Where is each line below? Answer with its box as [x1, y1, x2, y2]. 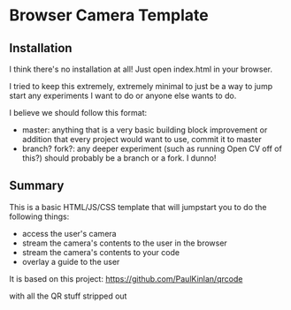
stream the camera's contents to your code [21, 246, 180, 257]
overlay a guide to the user [21, 256, 120, 267]
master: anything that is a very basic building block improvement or [21, 125, 268, 135]
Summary [9, 178, 65, 193]
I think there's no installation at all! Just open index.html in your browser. [9, 64, 272, 74]
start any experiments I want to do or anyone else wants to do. [9, 90, 237, 101]
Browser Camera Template [9, 5, 210, 26]
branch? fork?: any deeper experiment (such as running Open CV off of [21, 143, 283, 154]
